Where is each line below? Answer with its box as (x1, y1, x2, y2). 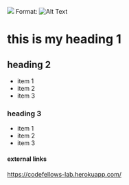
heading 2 (7, 58, 51, 70)
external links (7, 155, 47, 163)
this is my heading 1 (7, 32, 121, 47)
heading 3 (7, 109, 42, 118)
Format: (15, 8, 38, 15)
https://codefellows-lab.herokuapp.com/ (7, 170, 122, 178)
